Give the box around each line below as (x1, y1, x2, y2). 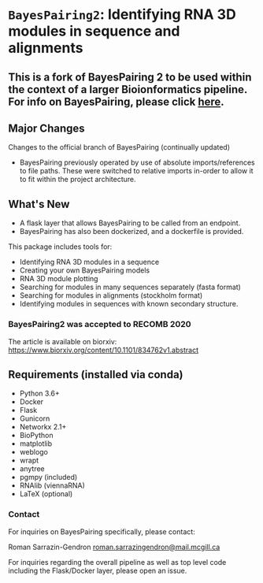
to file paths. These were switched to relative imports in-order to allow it (19, 166, 254, 176)
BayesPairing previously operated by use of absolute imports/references (19, 158, 255, 167)
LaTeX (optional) (19, 489, 73, 499)
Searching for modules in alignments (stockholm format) (19, 291, 203, 300)
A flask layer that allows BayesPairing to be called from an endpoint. (19, 218, 241, 228)
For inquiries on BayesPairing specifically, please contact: (8, 526, 195, 537)
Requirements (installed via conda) (8, 368, 183, 381)
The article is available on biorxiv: (8, 336, 117, 346)
